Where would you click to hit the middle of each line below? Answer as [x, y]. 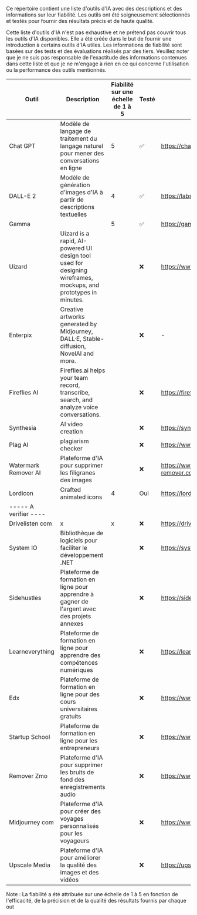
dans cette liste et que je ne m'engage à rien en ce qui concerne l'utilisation [98, 64]
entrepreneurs [80, 748]
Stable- [94, 339]
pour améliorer [80, 858]
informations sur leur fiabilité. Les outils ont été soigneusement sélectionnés [98, 15]
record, [70, 385]
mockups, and [80, 285]
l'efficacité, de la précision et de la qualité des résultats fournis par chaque [96, 901]
